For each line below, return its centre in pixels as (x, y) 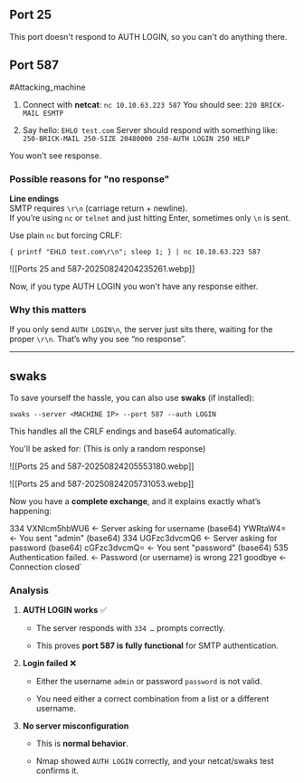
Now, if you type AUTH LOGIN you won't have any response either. (134, 286)
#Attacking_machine (47, 87)
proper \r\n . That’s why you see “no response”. (98, 339)
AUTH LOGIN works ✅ (65, 610)
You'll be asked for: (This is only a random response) (108, 449)
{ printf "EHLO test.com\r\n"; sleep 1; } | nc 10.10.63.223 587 (135, 252)
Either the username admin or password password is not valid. (149, 682)
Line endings (34, 198)
